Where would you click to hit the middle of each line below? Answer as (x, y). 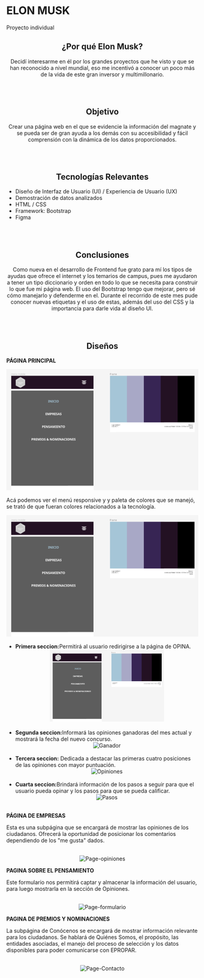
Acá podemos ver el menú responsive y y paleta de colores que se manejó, (101, 500)
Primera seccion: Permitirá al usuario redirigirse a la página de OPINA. (103, 646)
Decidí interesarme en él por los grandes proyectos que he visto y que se (102, 61)
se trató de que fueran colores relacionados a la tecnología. (81, 507)
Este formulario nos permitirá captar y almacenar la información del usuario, (102, 882)
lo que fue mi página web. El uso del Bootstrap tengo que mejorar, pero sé (102, 289)
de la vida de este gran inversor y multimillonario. (102, 74)
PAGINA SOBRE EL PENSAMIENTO (50, 871)
